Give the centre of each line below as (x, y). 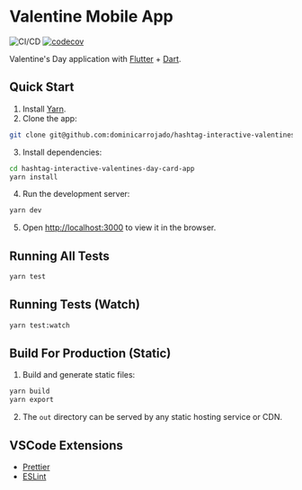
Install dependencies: (62, 152)
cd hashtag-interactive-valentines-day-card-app (102, 168)
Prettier (36, 467)
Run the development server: (76, 194)
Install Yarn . (44, 109)
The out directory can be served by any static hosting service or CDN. (152, 417)
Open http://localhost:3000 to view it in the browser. (119, 227)
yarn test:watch (40, 325)
